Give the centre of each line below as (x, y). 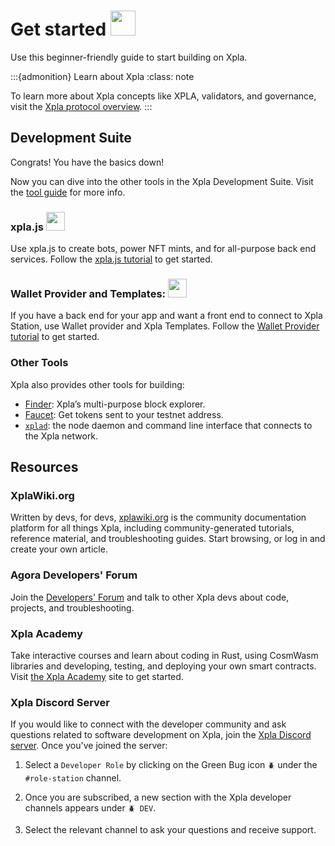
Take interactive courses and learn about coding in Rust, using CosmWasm (164, 655)
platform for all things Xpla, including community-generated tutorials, (152, 528)
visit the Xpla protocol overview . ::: (81, 106)
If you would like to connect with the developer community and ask (148, 724)
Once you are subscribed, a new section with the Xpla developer (158, 797)
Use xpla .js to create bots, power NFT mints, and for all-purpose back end (163, 249)
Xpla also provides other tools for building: (97, 384)
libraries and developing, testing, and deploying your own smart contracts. (163, 666)
